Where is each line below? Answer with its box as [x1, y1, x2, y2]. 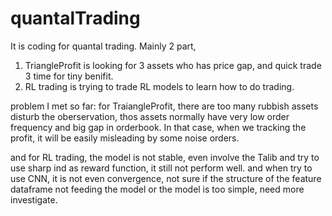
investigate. [10, 193, 58, 206]
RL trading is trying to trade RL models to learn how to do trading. [24, 80, 295, 92]
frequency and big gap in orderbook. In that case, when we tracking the [10, 121, 307, 133]
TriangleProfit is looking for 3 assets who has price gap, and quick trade [24, 59, 322, 71]
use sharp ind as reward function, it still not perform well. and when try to [10, 162, 313, 174]
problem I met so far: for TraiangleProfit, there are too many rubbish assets [10, 100, 319, 112]
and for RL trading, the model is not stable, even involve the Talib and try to [10, 151, 320, 163]
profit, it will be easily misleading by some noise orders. [10, 132, 240, 144]
